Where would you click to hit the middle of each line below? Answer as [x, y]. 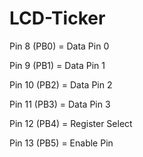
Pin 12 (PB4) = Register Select [71, 123]
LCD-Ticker [57, 18]
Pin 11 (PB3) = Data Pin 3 [60, 104]
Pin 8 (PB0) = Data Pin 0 [59, 46]
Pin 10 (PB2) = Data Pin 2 [61, 84]
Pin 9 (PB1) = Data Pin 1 [57, 65]
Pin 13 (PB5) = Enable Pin [61, 143]
